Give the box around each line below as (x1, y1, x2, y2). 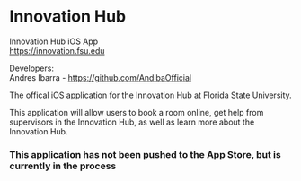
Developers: (9, 63, 54, 73)
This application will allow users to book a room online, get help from (9, 107, 264, 117)
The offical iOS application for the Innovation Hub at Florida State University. (9, 90, 292, 100)
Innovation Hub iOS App (9, 36, 99, 47)
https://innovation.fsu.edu (9, 45, 105, 56)
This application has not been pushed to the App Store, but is (9, 148, 281, 160)
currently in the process (9, 159, 117, 172)
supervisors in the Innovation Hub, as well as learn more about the (9, 116, 255, 127)
